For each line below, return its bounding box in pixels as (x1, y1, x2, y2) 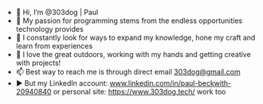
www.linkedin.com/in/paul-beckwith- (109, 79, 232, 87)
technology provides (15, 25, 84, 33)
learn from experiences (15, 41, 93, 51)
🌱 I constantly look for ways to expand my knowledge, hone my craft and (15, 33, 256, 42)
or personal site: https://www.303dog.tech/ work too (53, 87, 226, 96)
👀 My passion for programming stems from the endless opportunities (15, 16, 243, 25)
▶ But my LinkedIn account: (15, 79, 108, 87)
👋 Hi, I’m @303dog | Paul (15, 8, 99, 17)
